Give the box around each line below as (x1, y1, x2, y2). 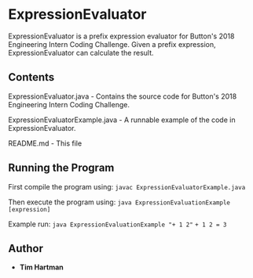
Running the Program (8, 161, 115, 175)
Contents (8, 70, 55, 84)
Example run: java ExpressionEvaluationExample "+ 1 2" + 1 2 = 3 (8, 219, 227, 229)
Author (8, 241, 43, 255)
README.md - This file (8, 139, 82, 148)
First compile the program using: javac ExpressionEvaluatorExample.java (8, 182, 246, 191)
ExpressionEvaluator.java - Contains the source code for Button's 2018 (8, 92, 237, 101)
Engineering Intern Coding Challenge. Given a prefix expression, (8, 39, 216, 49)
